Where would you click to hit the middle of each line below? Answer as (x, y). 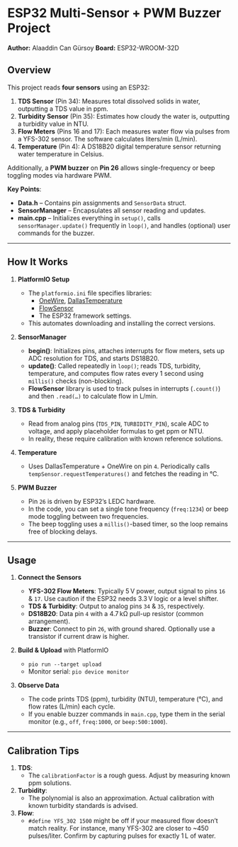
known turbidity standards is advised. (83, 806)
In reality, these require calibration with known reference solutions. (125, 438)
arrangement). (49, 621)
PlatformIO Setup (44, 279)
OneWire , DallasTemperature (80, 301)
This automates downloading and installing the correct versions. (122, 323)
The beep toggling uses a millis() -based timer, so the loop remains (128, 524)
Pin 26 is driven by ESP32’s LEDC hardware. (92, 501)
